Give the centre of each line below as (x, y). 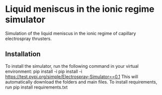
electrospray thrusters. (29, 39)
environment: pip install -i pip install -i (44, 71)
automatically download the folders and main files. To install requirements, (81, 82)
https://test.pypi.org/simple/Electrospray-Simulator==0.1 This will (72, 76)
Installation (23, 54)
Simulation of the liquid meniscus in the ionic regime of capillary (71, 33)
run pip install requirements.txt (37, 87)
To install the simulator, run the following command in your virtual (72, 66)
